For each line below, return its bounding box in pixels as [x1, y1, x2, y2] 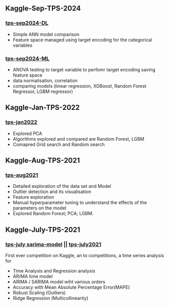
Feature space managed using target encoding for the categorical [12, 36, 153, 43]
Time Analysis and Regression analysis [12, 268, 96, 274]
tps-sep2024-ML [5, 55, 50, 62]
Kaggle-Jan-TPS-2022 [5, 103, 80, 112]
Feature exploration [12, 194, 54, 200]
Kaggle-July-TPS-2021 [5, 225, 81, 234]
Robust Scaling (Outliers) [12, 290, 66, 296]
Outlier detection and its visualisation [12, 188, 91, 195]
